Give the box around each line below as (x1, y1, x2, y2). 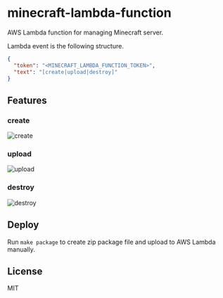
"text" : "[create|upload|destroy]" (13, 68, 118, 75)
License (7, 265, 43, 277)
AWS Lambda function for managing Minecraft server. (7, 28, 164, 37)
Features (7, 94, 47, 106)
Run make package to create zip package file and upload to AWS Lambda (7, 238, 216, 246)
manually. (7, 245, 35, 254)
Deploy (7, 219, 39, 231)
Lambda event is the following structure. (7, 41, 125, 50)
